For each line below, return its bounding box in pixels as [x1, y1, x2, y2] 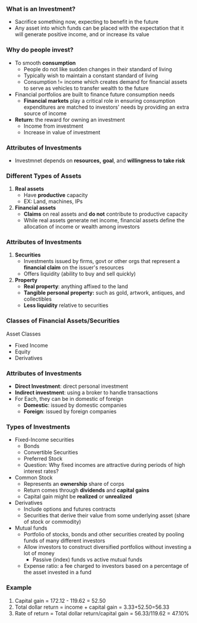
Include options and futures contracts [23, 505, 116, 513]
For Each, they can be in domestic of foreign [14, 396, 123, 403]
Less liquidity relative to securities [23, 302, 109, 309]
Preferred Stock [23, 455, 63, 462]
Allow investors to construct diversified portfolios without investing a [23, 543, 192, 551]
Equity [14, 348, 31, 355]
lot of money [23, 550, 55, 557]
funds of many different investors [23, 537, 106, 545]
